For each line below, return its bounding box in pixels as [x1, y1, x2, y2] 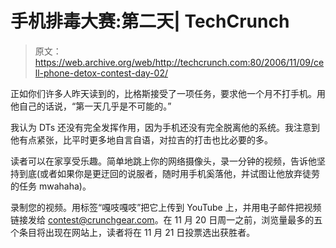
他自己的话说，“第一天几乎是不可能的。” [10, 100, 172, 112]
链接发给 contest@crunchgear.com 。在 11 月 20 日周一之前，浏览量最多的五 [10, 213, 323, 226]
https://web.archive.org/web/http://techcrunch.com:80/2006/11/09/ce [34, 56, 325, 68]
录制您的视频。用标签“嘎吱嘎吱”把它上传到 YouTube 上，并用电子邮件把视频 [10, 201, 322, 213]
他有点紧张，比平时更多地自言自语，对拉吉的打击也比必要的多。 [10, 133, 273, 146]
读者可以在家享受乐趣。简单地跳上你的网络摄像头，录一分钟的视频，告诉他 [10, 155, 317, 167]
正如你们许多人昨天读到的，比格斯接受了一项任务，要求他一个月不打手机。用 [10, 87, 326, 99]
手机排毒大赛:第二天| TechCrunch [10, 10, 290, 33]
